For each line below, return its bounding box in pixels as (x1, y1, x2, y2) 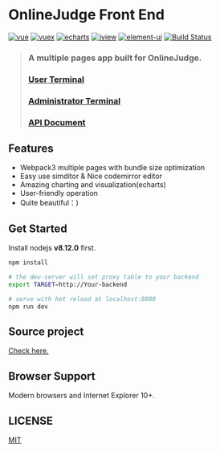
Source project (8, 325, 84, 339)
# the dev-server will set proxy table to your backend (8, 273, 199, 282)
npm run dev (8, 303, 48, 311)
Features (8, 142, 54, 156)
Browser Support (8, 369, 96, 383)
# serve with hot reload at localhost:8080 (8, 295, 157, 303)
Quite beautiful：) (19, 198, 79, 208)
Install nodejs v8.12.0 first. (8, 243, 96, 253)
